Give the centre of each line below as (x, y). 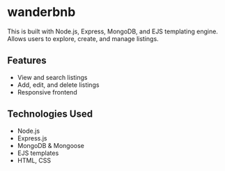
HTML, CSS (34, 160)
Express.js (32, 138)
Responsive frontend (47, 92)
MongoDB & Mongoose (51, 145)
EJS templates (38, 153)
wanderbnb (41, 12)
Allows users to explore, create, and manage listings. (83, 38)
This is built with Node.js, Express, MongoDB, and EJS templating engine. (113, 31)
